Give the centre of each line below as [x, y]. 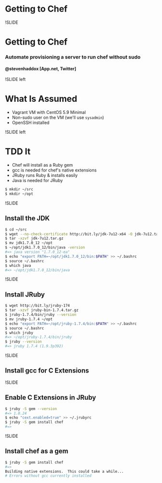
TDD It [18, 152]
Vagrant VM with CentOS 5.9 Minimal [49, 112]
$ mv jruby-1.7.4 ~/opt [29, 319]
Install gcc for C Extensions [47, 371]
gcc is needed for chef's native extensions [54, 170]
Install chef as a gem [37, 451]
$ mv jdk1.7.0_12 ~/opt [29, 243]
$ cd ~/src [16, 229]
